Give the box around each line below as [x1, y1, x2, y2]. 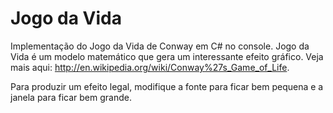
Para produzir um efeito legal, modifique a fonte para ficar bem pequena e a [10, 80, 324, 92]
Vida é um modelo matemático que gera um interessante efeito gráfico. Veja [10, 50, 324, 62]
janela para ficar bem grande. [10, 91, 132, 103]
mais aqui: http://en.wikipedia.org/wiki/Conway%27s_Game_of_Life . [10, 61, 290, 73]
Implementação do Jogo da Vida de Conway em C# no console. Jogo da [10, 40, 310, 52]
